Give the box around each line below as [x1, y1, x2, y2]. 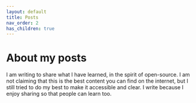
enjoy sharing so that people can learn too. [6, 90, 112, 98]
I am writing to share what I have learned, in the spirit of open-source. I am [6, 71, 190, 78]
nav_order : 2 [6, 20, 39, 26]
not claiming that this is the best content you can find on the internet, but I [6, 77, 188, 84]
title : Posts [6, 14, 39, 20]
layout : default [6, 8, 47, 15]
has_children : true [6, 25, 55, 32]
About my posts [6, 51, 87, 65]
